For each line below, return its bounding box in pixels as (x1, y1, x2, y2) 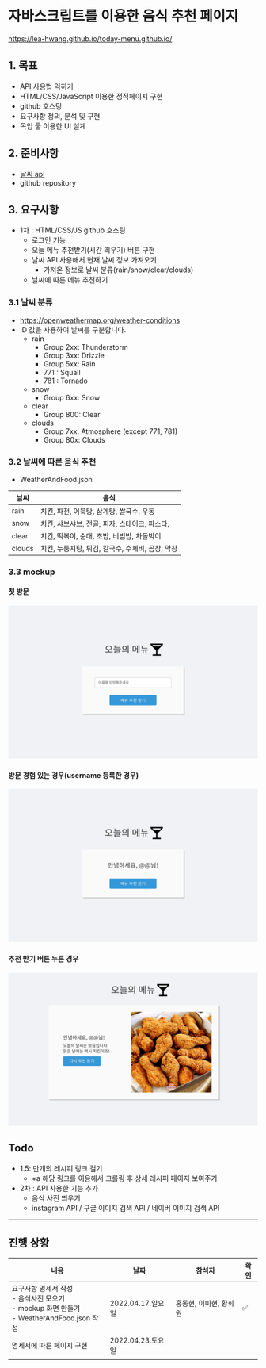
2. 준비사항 (8, 147, 59, 160)
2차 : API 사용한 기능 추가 (19, 1183, 99, 1193)
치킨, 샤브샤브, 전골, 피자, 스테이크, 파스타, (40, 519, 170, 528)
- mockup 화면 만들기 (11, 1304, 81, 1313)
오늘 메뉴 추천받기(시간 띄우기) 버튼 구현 (31, 245, 156, 255)
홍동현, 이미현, (175, 1298, 220, 1309)
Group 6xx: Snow (43, 393, 101, 402)
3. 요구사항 (8, 203, 59, 217)
